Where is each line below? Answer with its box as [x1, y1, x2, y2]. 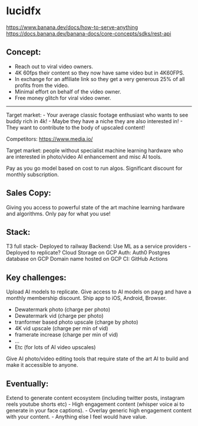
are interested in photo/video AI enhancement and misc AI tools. [6, 153, 162, 160]
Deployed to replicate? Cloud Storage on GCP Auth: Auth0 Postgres [6, 249, 170, 256]
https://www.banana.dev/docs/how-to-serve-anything [6, 24, 138, 31]
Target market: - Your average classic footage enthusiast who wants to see [6, 111, 189, 118]
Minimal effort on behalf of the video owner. [14, 88, 122, 95]
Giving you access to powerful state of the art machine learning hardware [6, 204, 185, 211]
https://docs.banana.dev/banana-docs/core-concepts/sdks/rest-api [6, 30, 171, 37]
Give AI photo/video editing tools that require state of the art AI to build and [6, 355, 189, 362]
